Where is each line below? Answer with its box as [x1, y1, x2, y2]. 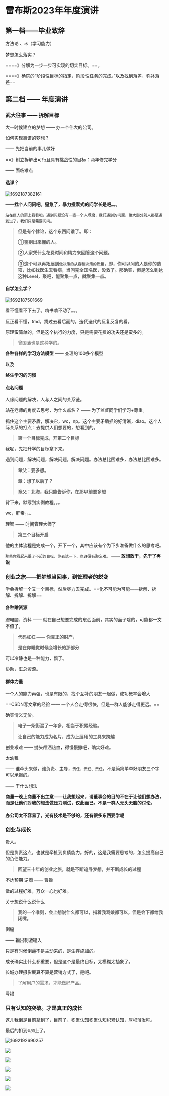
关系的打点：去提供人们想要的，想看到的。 [9, 425, 98, 431]
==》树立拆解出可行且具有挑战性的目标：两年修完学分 [5, 156, 117, 162]
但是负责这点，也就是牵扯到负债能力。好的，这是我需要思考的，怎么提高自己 [5, 849, 164, 855]
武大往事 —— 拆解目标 [5, 112, 59, 119]
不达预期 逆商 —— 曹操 [5, 877, 53, 883]
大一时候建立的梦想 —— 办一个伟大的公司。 [5, 124, 96, 130]
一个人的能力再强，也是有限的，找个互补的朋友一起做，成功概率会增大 [5, 691, 151, 697]
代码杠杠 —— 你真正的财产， [17, 634, 77, 640]
